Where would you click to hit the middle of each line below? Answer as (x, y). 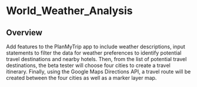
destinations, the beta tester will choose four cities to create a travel (88, 65)
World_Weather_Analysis (70, 11)
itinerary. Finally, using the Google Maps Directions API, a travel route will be (98, 71)
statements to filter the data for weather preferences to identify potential (94, 53)
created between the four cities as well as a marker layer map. (81, 78)
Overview (24, 33)
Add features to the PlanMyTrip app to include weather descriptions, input (96, 46)
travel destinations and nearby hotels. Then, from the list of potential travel (96, 59)
